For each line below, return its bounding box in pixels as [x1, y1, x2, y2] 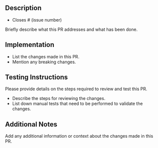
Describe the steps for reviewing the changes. [12, 96, 106, 101]
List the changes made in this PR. [12, 53, 80, 59]
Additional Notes [5, 120, 58, 128]
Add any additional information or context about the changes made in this [5, 133, 153, 139]
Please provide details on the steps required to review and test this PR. [5, 86, 148, 92]
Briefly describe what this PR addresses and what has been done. [5, 26, 138, 32]
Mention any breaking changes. [12, 59, 76, 65]
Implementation [5, 41, 55, 49]
